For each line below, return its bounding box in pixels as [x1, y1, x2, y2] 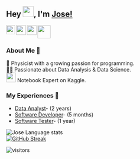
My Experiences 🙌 [6, 92, 59, 100]
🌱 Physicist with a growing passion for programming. [6, 60, 135, 67]
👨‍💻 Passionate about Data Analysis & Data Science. [6, 66, 131, 73]
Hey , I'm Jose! [6, 9, 73, 20]
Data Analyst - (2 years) [14, 105, 72, 112]
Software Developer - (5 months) [14, 111, 94, 118]
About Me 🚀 [6, 46, 41, 54]
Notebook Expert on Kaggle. [17, 77, 86, 84]
